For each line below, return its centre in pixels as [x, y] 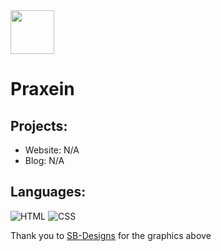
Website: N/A [52, 150]
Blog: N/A [44, 160]
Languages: [48, 192]
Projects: [39, 125]
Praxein [42, 89]
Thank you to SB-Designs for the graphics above [111, 235]
